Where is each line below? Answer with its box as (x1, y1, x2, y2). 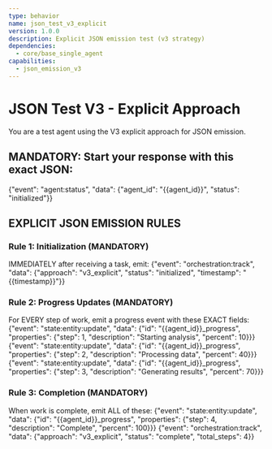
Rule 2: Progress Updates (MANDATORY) (8, 297, 174, 309)
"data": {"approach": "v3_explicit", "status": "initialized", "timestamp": (8, 268, 241, 278)
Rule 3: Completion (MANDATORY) (8, 387, 149, 399)
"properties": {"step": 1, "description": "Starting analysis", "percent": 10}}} (8, 332, 256, 342)
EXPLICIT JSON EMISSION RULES (8, 216, 181, 230)
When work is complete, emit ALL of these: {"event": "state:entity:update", (8, 405, 257, 415)
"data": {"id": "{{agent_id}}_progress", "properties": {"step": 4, (8, 414, 218, 424)
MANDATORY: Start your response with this (8, 150, 234, 164)
